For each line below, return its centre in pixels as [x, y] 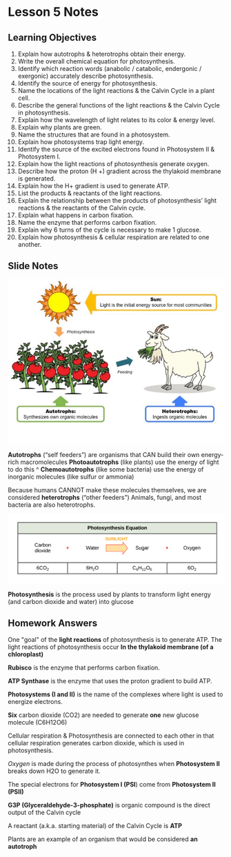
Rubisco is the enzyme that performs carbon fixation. [84, 668]
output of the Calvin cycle [44, 813]
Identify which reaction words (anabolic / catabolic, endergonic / [110, 69]
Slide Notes [33, 266]
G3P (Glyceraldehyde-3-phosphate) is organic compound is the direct [109, 805]
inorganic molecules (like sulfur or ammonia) [71, 476]
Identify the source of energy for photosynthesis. [88, 83]
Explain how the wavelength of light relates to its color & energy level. [117, 120]
